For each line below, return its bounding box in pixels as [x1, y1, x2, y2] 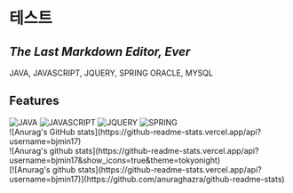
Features [9, 93, 59, 109]
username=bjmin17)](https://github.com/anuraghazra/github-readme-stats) [9, 173, 286, 184]
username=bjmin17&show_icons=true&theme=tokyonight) [9, 155, 221, 165]
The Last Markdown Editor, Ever [9, 44, 191, 59]
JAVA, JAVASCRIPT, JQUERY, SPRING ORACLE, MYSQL [9, 68, 213, 78]
